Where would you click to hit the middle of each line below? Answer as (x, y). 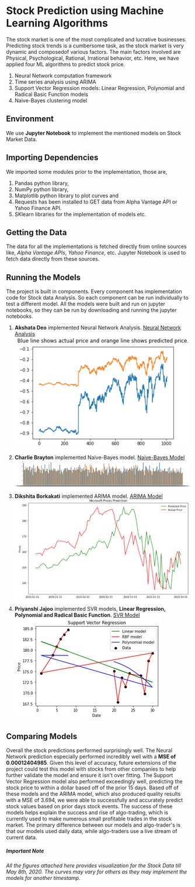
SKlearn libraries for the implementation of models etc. (80, 214)
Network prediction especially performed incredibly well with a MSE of (91, 757)
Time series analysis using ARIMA (55, 82)
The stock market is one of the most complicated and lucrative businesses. (96, 39)
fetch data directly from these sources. (53, 259)
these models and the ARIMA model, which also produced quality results (93, 794)
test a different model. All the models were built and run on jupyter (86, 304)
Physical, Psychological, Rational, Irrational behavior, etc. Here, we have (93, 58)
